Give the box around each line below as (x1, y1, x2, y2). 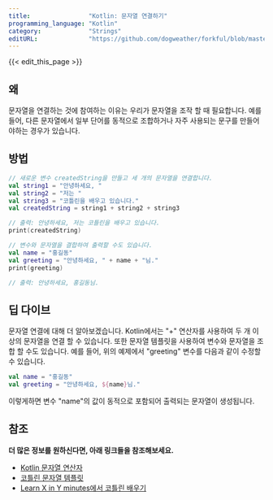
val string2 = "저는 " (8, 189, 82, 198)
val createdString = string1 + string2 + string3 (8, 204, 180, 212)
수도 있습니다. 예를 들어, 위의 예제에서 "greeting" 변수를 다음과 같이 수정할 (25, 346, 262, 356)
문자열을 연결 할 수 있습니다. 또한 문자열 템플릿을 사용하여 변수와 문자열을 (23, 337, 256, 346)
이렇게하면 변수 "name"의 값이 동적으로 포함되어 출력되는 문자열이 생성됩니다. (8, 396, 255, 406)
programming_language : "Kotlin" (8, 20, 118, 28)
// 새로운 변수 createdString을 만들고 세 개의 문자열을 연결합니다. (8, 174, 213, 182)
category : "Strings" (8, 27, 122, 35)
